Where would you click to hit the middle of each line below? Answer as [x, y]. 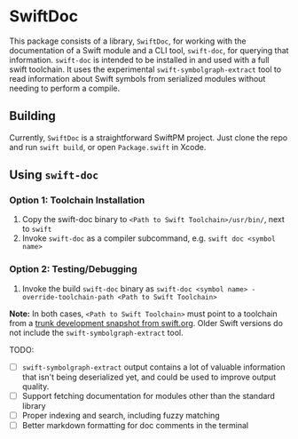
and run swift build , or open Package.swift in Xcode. [108, 147]
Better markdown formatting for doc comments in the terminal [135, 425]
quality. [35, 386]
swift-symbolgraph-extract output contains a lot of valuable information [153, 367]
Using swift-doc [54, 175]
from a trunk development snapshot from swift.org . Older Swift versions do [146, 323]
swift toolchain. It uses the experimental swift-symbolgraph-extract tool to [145, 69]
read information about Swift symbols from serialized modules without [137, 78]
